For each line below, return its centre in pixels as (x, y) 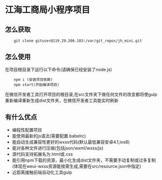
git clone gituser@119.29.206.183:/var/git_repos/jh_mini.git (78, 41)
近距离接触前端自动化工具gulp (42, 172)
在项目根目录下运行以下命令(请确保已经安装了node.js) (59, 69)
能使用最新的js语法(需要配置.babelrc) (49, 136)
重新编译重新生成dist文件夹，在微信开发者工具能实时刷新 (62, 100)
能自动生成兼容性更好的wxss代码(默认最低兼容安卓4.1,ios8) (71, 142)
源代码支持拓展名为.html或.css (42, 154)
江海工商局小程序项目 (48, 10)
